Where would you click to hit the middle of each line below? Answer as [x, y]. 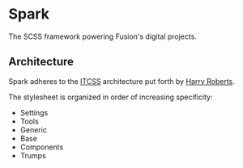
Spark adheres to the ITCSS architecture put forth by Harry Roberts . [122, 81]
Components [42, 147]
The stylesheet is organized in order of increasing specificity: [111, 97]
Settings [34, 112]
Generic [33, 129]
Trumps [33, 155]
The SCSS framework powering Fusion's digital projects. [102, 36]
